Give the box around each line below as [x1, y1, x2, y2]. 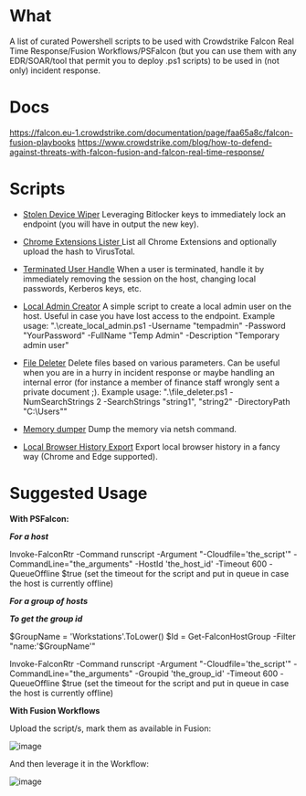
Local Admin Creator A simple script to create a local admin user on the [22, 301, 292, 312]
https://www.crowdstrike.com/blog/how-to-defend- [77, 136, 272, 147]
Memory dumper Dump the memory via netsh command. [22, 423, 237, 434]
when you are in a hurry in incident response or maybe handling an [22, 366, 276, 377]
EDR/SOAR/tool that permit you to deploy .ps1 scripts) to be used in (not [9, 55, 280, 66]
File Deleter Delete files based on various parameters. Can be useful [22, 357, 280, 368]
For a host [9, 531, 48, 542]
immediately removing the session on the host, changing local [22, 273, 257, 284]
